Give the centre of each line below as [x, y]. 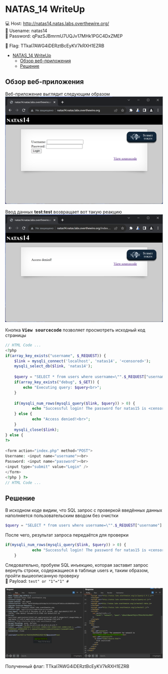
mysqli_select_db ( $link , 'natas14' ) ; [53, 366]
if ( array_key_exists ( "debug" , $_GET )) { [57, 382]
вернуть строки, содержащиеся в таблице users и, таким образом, [77, 570]
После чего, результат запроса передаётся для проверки [67, 535]
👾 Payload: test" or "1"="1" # [37, 581]
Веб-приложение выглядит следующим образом [57, 94]
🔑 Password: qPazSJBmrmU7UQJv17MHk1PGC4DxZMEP [64, 36]
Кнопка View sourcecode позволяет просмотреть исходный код [75, 330]
